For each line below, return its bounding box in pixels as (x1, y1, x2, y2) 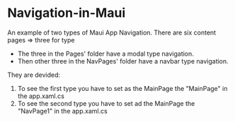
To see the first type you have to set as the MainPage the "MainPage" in (17, 84, 228, 92)
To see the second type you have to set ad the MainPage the (17, 99, 195, 107)
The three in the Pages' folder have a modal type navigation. (17, 49, 195, 58)
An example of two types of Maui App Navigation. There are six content (7, 28, 217, 37)
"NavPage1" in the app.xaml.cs (17, 106, 108, 115)
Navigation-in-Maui (7, 5, 126, 21)
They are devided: (7, 71, 61, 79)
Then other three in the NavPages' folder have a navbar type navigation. (17, 56, 229, 65)
